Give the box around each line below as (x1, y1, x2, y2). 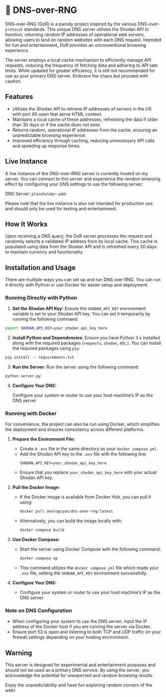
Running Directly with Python (5, 295, 77, 301)
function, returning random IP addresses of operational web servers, (5, 31, 145, 37)
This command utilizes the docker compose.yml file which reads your (19, 565, 159, 571)
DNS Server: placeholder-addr (5, 191, 67, 197)
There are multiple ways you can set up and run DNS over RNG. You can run (5, 277, 161, 283)
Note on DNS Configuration (5, 607, 72, 614)
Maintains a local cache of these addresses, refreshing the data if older (12, 116, 158, 122)
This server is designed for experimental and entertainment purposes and (5, 662, 156, 668)
